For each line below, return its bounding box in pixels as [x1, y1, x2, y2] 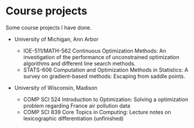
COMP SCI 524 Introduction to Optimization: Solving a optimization [23, 96, 189, 103]
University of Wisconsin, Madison [14, 84, 98, 91]
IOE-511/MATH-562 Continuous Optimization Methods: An [23, 47, 166, 54]
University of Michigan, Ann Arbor [14, 35, 99, 42]
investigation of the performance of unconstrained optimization [23, 53, 180, 60]
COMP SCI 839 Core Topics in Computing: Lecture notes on [23, 108, 171, 115]
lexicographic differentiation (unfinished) [23, 115, 124, 122]
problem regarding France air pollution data [23, 102, 131, 109]
